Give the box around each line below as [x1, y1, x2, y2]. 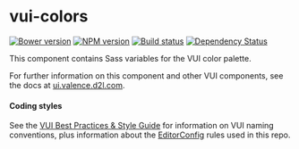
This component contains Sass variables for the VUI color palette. [9, 53, 252, 63]
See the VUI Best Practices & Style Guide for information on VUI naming [9, 120, 275, 131]
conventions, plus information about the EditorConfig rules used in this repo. [9, 129, 291, 140]
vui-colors [9, 6, 89, 27]
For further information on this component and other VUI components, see [9, 70, 284, 81]
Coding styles [9, 100, 63, 111]
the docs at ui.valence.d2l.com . [9, 79, 125, 90]
